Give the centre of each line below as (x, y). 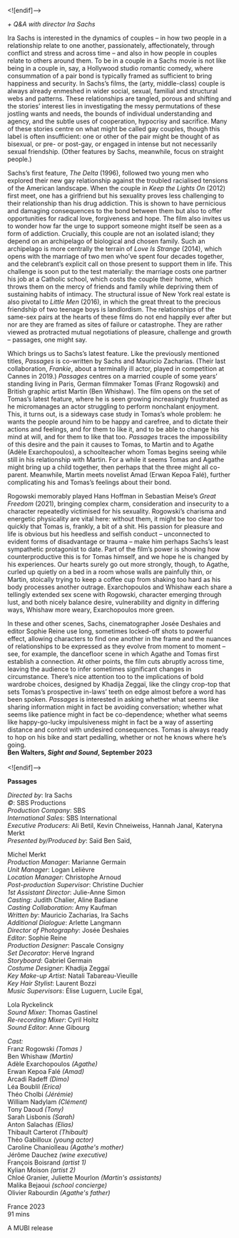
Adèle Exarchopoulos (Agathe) (52, 1064)
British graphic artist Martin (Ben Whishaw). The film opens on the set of (114, 391)
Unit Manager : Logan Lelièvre (51, 870)
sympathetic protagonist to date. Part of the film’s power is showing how (114, 549)
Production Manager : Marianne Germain (67, 862)
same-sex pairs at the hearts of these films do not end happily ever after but (119, 317)
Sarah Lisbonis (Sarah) (41, 1117)
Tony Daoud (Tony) (36, 1109)
